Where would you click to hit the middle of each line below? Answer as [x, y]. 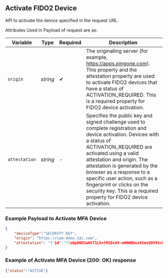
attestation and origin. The [117, 159]
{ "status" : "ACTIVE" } [27, 270]
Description [123, 42]
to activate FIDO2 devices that [122, 82]
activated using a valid [112, 153]
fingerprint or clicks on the [117, 184]
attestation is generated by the [122, 166]
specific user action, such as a [122, 178]
